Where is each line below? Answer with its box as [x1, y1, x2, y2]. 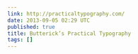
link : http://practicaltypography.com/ [7, 10, 125, 18]
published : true [7, 23, 55, 30]
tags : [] [7, 36, 33, 43]
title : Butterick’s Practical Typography [7, 29, 132, 37]
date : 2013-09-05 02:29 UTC [7, 17, 91, 24]
